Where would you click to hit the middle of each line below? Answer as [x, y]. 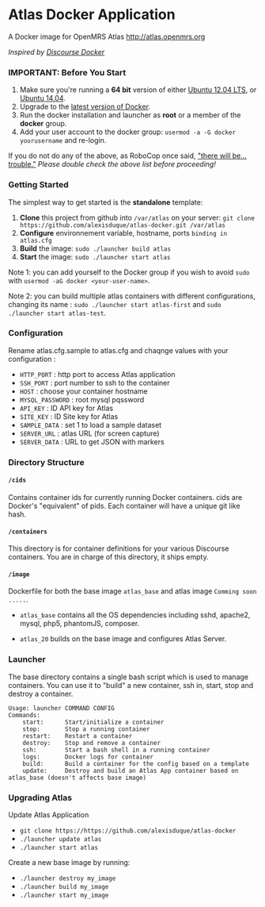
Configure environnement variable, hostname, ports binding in [123, 233]
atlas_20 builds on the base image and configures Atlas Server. [123, 639]
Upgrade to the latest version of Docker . [85, 107]
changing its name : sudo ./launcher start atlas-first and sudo [115, 304]
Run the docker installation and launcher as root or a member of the [130, 115]
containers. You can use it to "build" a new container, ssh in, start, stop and [131, 685]
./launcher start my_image [64, 895]
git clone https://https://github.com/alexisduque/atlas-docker [128, 831]
